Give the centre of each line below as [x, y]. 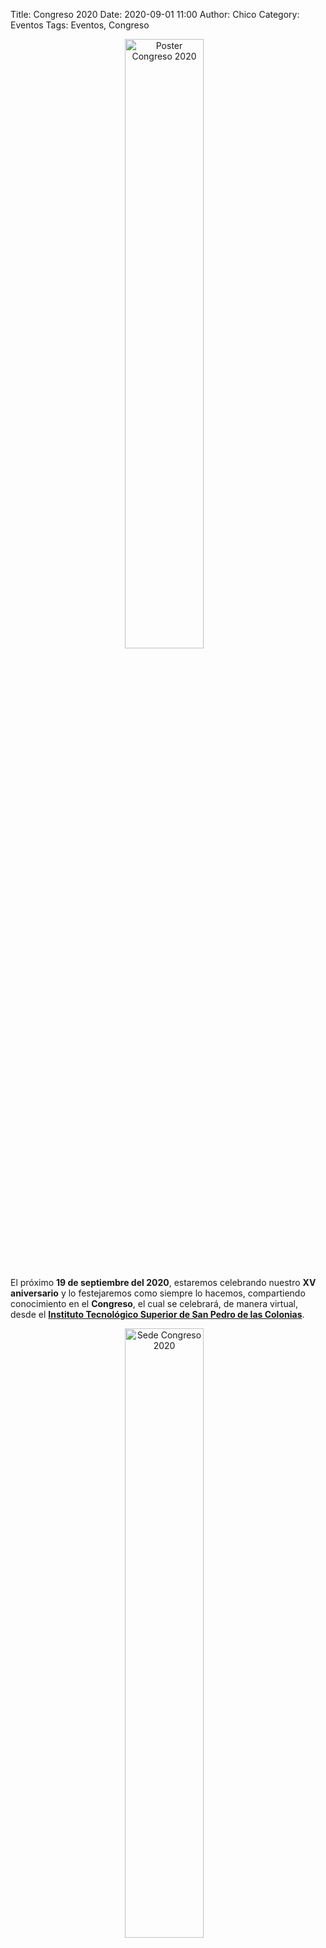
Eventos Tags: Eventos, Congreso [80, 25]
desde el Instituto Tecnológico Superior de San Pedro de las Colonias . [157, 1314]
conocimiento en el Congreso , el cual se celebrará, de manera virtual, [154, 1303]
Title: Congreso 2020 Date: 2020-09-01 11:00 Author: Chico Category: [155, 14]
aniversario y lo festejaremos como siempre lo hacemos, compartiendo [158, 1293]
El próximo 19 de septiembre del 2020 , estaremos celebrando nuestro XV [163, 1282]
